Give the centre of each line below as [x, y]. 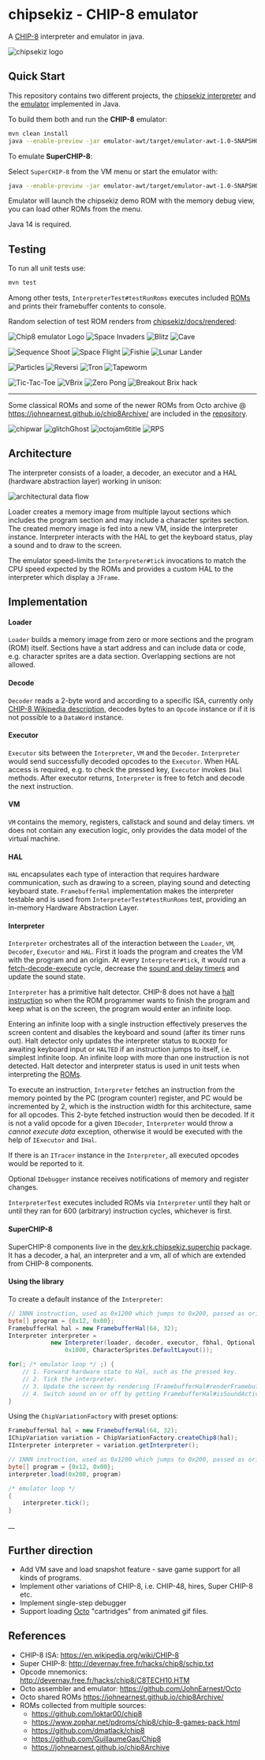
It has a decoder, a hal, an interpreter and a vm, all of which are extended [127, 1255]
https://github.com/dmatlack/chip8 [88, 1730]
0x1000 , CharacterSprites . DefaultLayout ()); [139, 1351]
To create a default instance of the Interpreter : [86, 1299]
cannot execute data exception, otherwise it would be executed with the [125, 1132]
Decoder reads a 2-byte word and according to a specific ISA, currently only [131, 701]
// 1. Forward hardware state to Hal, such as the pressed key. [130, 1372]
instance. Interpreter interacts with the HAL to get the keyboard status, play [131, 536]
